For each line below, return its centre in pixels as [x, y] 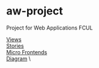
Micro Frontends [27, 52]
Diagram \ [19, 58]
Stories [15, 46]
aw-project [35, 11]
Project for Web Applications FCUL [49, 28]
